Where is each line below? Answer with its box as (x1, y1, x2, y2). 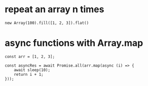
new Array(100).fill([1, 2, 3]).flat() (5, 20, 89, 25)
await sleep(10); (14, 67, 51, 72)
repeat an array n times (5, 4, 104, 15)
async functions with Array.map (5, 37, 143, 49)
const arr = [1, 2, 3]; (5, 54, 55, 59)
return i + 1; (14, 72, 44, 77)
